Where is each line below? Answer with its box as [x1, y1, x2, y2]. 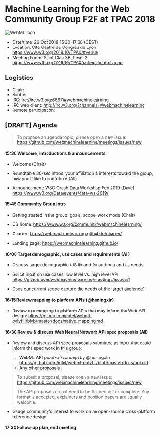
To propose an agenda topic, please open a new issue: [16, 134, 127, 140]
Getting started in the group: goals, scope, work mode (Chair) [12, 212, 136, 217]
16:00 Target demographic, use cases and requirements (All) [5, 251, 130, 257]
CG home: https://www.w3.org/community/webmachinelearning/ [12, 221, 142, 227]
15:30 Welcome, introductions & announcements [5, 150, 106, 156]
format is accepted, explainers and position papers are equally [16, 394, 142, 400]
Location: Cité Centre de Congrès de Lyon [12, 44, 96, 50]
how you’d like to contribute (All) [12, 175, 77, 181]
